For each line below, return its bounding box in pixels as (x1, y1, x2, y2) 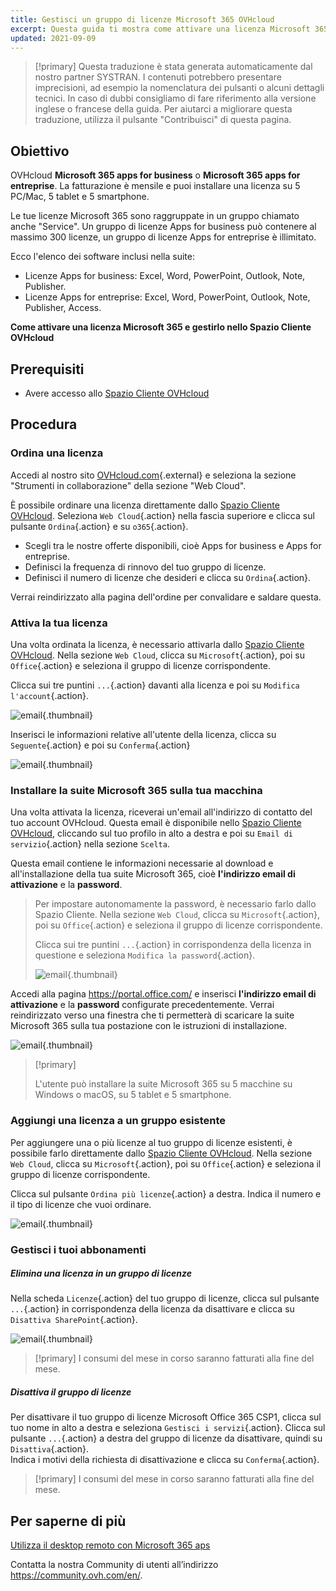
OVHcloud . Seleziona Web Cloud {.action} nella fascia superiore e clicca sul (10, 509, 315, 521)
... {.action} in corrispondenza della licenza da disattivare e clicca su (10, 1303, 295, 1315)
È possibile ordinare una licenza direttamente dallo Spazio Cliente (10, 499, 280, 511)
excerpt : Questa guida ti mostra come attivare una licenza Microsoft (10, 24, 311, 34)
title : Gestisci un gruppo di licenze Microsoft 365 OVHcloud (10, 14, 275, 25)
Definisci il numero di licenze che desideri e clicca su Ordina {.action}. (24, 571, 312, 583)
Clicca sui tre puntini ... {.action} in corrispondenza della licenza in (34, 939, 312, 951)
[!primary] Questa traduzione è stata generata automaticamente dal (34, 61, 313, 73)
